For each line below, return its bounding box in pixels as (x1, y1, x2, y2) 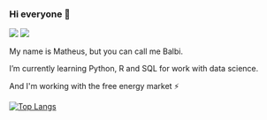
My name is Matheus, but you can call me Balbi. (9, 46, 184, 56)
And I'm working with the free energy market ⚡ (9, 81, 179, 92)
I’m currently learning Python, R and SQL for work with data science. (9, 64, 259, 74)
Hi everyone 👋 (9, 8, 71, 20)
